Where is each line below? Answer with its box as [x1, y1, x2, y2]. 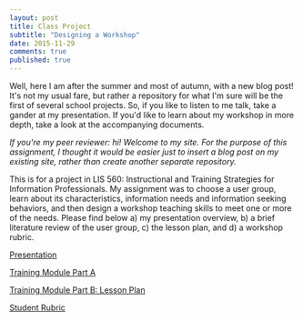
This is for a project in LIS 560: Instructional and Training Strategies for [9, 174, 275, 185]
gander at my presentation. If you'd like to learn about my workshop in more [9, 110, 294, 120]
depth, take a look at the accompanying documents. [9, 119, 205, 130]
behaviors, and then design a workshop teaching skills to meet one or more [9, 203, 293, 214]
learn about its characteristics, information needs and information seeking [9, 193, 287, 204]
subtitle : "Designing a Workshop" [9, 30, 141, 39]
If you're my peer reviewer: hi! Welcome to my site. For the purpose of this [9, 137, 288, 147]
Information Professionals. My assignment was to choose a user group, [9, 184, 277, 194]
